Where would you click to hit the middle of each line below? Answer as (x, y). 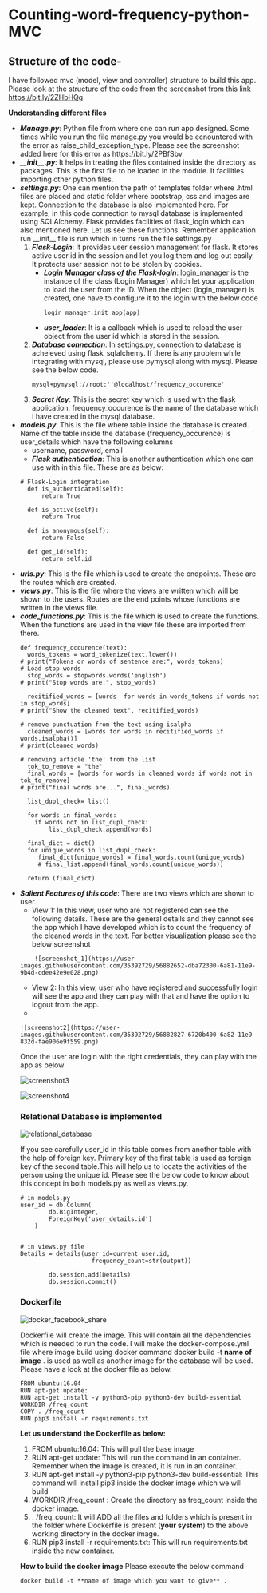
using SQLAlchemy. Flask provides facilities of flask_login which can (132, 222)
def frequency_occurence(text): (73, 648)
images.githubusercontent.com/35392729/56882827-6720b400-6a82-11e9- (138, 1035)
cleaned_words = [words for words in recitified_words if (126, 732)
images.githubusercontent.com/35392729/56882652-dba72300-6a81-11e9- (138, 966)
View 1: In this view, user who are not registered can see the (130, 910)
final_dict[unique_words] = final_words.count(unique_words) (141, 857)
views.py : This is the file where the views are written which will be (129, 590)
